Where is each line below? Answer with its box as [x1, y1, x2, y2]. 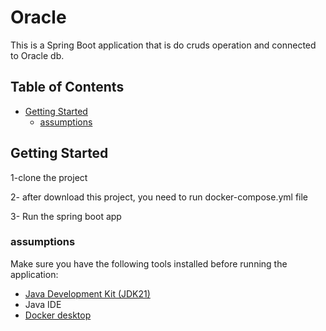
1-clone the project [10, 171, 88, 183]
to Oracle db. [10, 49, 65, 61]
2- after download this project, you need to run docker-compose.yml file [10, 191, 308, 203]
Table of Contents [10, 79, 125, 96]
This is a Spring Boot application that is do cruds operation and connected [10, 39, 317, 51]
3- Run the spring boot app [10, 210, 122, 222]
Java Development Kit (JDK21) [24, 287, 151, 300]
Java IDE [24, 298, 62, 310]
